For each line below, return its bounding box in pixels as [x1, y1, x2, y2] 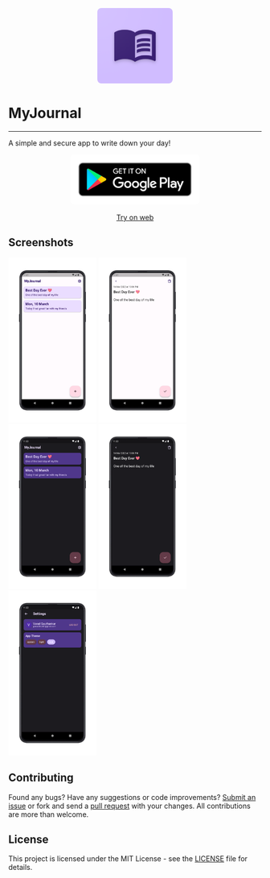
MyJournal [8, 105, 82, 122]
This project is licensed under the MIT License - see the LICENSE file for [8, 854, 247, 864]
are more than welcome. [8, 809, 89, 819]
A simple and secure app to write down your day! [8, 137, 171, 148]
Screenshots [8, 236, 74, 249]
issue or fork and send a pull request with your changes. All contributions [8, 801, 251, 810]
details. [8, 863, 33, 872]
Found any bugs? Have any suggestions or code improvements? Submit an [8, 792, 256, 802]
